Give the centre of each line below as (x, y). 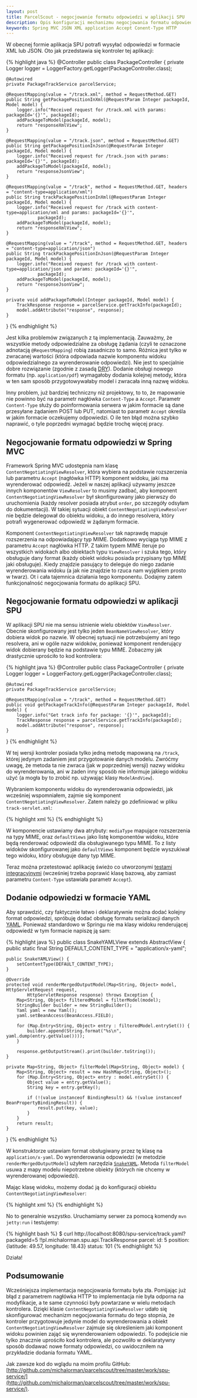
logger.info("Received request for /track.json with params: (93, 156)
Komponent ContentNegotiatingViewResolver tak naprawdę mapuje (87, 533)
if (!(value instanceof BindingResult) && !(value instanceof (105, 1098)
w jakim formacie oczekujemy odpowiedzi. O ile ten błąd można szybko (92, 418)
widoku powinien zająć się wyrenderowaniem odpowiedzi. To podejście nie (97, 1333)
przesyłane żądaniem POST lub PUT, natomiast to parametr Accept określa (96, 411)
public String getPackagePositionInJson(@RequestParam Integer (85, 146)
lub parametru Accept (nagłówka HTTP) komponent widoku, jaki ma (87, 478)
